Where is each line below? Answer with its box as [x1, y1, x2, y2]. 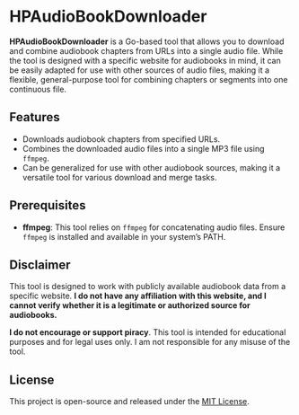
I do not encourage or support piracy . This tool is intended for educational [9, 327, 286, 338]
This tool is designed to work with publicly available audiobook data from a [9, 281, 286, 292]
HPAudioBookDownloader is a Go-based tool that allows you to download [9, 36, 285, 47]
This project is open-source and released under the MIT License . [9, 396, 250, 407]
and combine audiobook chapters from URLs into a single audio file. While [9, 45, 284, 56]
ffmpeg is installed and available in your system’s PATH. [22, 231, 226, 242]
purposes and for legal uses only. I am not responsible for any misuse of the [9, 337, 291, 348]
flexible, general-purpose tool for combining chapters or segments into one [9, 74, 288, 84]
